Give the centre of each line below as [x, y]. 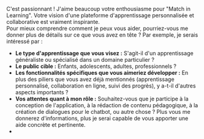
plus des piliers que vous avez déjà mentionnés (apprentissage [95, 79]
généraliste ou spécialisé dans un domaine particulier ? [85, 60]
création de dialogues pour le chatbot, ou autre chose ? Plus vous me [103, 112]
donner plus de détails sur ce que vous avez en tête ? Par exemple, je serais [102, 35]
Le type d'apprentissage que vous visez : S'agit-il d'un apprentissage [104, 53]
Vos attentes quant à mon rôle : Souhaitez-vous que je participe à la [102, 99]
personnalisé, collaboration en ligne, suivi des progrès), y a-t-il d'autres [105, 86]
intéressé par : [25, 41]
